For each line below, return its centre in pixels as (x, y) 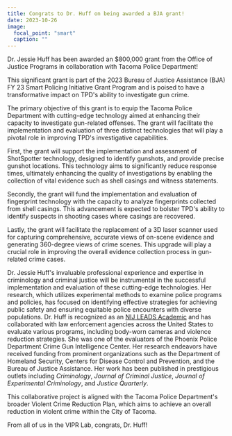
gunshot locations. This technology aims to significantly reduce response (112, 166)
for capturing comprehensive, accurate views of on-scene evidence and (111, 237)
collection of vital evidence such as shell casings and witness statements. (113, 181)
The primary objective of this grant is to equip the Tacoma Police (100, 108)
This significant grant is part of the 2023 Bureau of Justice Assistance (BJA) (116, 80)
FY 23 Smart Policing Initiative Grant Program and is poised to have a (106, 87)
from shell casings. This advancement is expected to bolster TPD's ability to (116, 209)
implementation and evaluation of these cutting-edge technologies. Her (109, 287)
